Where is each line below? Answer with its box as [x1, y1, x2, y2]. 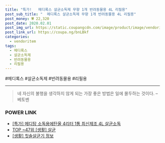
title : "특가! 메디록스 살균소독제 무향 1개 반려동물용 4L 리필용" [5, 7, 128, 12]
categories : [5, 35, 29, 40]
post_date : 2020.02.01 [5, 20, 52, 26]
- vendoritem [9, 39, 36, 44]
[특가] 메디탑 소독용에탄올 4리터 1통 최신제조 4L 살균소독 [12, 121, 121, 127]
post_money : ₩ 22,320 [5, 16, 50, 21]
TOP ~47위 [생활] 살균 [12, 127, 56, 133]
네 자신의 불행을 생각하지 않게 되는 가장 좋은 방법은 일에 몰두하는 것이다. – [17, 91, 158, 97]
